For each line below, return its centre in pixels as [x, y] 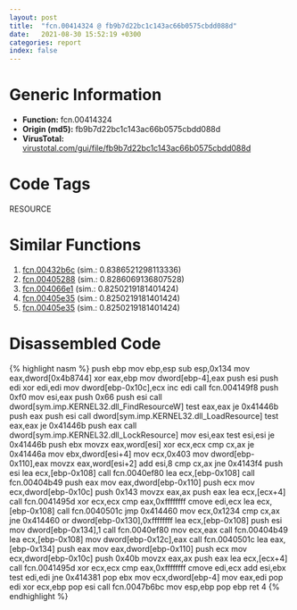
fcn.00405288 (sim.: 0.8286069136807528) [103, 279]
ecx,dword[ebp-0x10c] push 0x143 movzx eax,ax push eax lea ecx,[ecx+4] [148, 491]
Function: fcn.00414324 [67, 120]
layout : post [33, 17]
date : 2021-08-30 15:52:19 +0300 [75, 34]
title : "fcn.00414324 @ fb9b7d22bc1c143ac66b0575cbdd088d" [124, 26]
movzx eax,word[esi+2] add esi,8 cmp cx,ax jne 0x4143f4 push [167, 463]
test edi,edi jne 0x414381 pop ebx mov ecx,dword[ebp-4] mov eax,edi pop [146, 577]
